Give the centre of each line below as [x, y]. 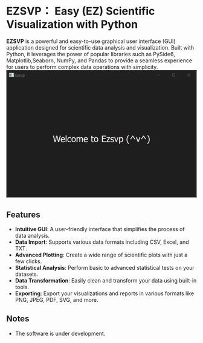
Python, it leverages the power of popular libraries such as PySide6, [91, 54]
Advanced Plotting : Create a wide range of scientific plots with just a [101, 255]
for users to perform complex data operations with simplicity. [82, 67]
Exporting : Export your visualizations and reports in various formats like [105, 293]
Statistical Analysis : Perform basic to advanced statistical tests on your [105, 268]
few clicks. [28, 261]
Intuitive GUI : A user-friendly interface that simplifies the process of [100, 229]
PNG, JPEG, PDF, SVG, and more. [56, 300]
